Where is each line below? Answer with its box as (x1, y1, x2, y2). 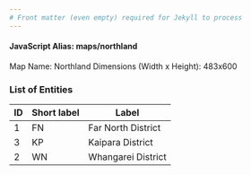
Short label (31, 107, 80, 119)
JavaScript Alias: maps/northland (9, 41, 138, 52)
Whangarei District (88, 151, 168, 163)
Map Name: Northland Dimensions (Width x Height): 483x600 (9, 60, 238, 72)
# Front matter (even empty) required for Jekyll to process (9, 13, 243, 22)
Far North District (88, 122, 161, 135)
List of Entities (9, 83, 74, 95)
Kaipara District (88, 136, 154, 149)
